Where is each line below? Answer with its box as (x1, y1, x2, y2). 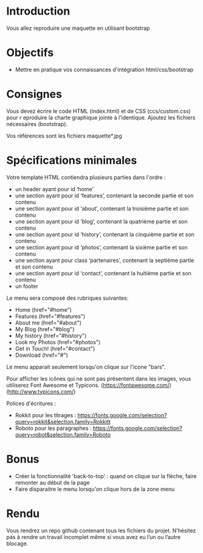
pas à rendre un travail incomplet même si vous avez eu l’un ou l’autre (6, 533, 181, 540)
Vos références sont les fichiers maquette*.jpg (6, 132, 123, 139)
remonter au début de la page (15, 479, 90, 486)
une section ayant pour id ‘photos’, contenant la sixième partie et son (15, 244, 188, 251)
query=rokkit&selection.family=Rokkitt (15, 418, 111, 425)
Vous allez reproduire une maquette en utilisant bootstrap (6, 24, 150, 32)
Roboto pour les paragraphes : (15, 424, 92, 432)
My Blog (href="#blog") (15, 325, 75, 333)
